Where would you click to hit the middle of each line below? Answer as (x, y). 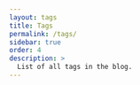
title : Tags (31, 26)
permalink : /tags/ (43, 34)
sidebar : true (35, 42)
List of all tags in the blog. (75, 67)
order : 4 (25, 50)
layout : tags (33, 17)
